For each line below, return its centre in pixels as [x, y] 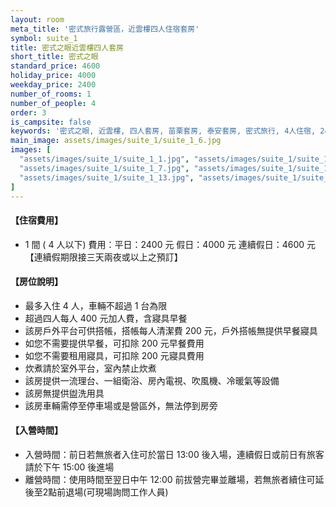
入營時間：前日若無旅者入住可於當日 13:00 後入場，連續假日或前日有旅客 [174, 454]
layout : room [37, 19]
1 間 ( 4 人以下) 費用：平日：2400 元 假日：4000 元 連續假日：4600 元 [170, 244]
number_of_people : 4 [53, 103]
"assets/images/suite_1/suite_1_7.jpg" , [104, 168]
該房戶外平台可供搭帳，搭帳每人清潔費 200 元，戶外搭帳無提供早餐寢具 [171, 330]
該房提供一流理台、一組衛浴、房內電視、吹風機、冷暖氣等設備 [152, 380]
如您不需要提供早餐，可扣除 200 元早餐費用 [114, 343]
